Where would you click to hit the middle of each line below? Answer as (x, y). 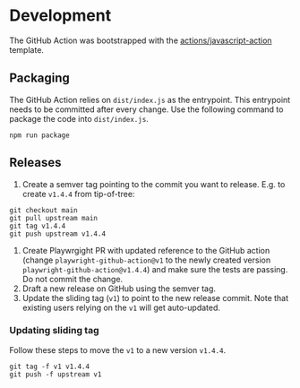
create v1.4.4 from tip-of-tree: (78, 194)
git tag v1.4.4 (38, 226)
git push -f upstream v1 (56, 374)
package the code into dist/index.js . (79, 118)
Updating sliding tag (54, 331)
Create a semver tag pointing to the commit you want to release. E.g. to (154, 184)
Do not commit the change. (73, 279)
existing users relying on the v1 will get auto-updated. (121, 307)
